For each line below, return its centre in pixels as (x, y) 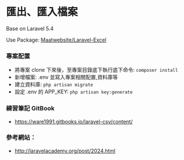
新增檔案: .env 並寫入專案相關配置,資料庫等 (66, 77)
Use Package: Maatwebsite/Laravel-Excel (56, 40)
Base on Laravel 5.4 (30, 28)
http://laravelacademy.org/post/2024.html (65, 151)
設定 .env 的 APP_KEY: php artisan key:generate (74, 92)
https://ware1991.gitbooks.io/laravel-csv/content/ (74, 121)
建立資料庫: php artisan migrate (54, 85)
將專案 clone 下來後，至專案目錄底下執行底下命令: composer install (96, 70)
